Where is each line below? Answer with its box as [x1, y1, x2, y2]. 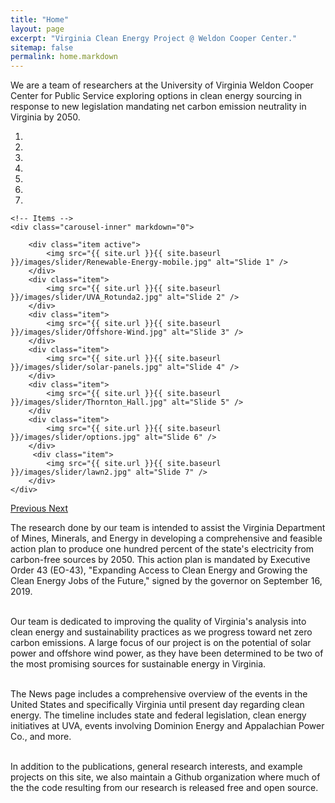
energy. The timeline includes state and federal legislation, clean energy [10, 709, 307, 721]
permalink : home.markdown [10, 52, 118, 62]
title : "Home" [10, 14, 70, 25]
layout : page [10, 24, 65, 34]
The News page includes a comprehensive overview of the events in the [10, 688, 308, 700]
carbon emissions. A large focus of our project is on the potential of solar [10, 637, 312, 649]
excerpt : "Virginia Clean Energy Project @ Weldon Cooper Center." [10, 33, 298, 43]
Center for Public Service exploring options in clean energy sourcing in [10, 90, 303, 102]
